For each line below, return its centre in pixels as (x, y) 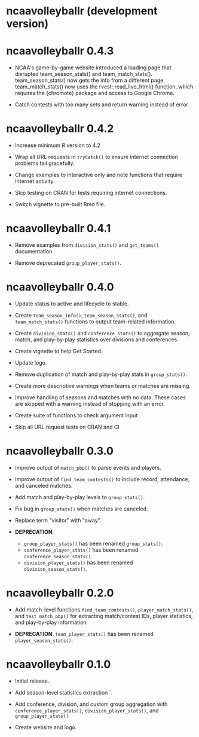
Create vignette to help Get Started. (59, 351)
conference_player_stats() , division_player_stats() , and (87, 710)
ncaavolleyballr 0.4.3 (60, 51)
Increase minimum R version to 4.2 (57, 145)
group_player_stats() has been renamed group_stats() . (93, 543)
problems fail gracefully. (45, 163)
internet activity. (35, 181)
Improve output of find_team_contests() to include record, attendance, (102, 479)
